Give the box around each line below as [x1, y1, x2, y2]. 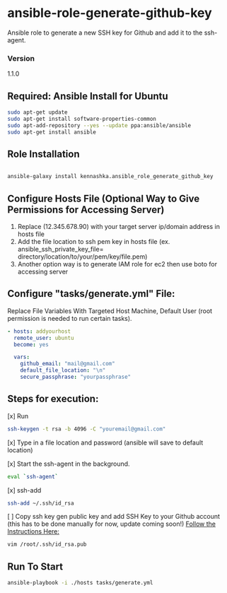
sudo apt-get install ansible [7, 129, 97, 136]
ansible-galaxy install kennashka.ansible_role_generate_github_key [7, 173, 214, 180]
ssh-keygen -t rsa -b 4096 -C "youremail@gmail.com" [7, 425, 166, 433]
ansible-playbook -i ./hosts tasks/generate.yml [7, 580, 153, 587]
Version [7, 53, 35, 63]
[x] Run [7, 411, 29, 420]
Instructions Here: [7, 527, 60, 536]
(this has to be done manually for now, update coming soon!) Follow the [7, 519, 216, 528]
